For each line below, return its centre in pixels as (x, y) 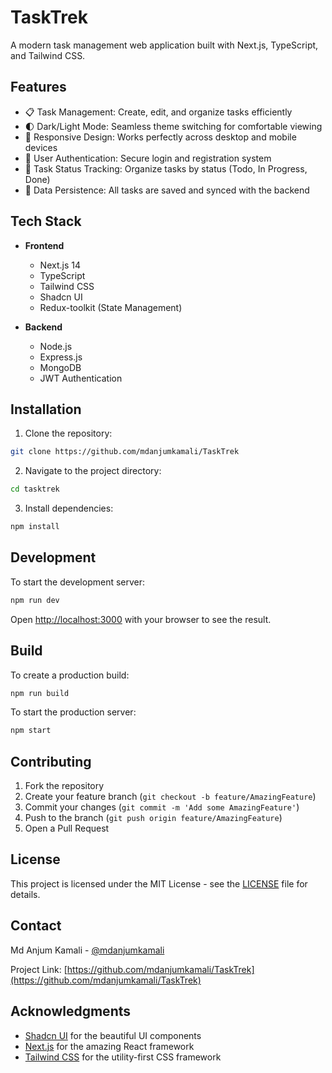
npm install (35, 527)
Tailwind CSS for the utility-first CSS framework (123, 1057)
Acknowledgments (71, 1011)
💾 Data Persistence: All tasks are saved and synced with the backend (167, 190)
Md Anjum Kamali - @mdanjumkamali (87, 950)
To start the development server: (78, 582)
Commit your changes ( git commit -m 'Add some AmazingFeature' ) (162, 807)
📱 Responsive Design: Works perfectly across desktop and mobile (160, 137)
